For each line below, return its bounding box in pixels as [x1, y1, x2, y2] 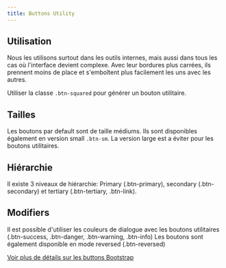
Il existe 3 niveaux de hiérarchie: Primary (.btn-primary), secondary [7, 180, 197, 188]
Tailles [7, 109, 36, 120]
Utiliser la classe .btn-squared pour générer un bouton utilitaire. [7, 89, 187, 97]
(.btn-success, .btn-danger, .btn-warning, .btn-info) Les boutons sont [7, 232, 203, 241]
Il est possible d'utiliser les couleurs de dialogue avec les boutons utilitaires [7, 225, 220, 234]
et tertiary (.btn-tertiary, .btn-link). [40, 187, 137, 196]
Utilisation [7, 36, 52, 47]
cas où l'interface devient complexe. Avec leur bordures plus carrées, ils [7, 61, 211, 69]
